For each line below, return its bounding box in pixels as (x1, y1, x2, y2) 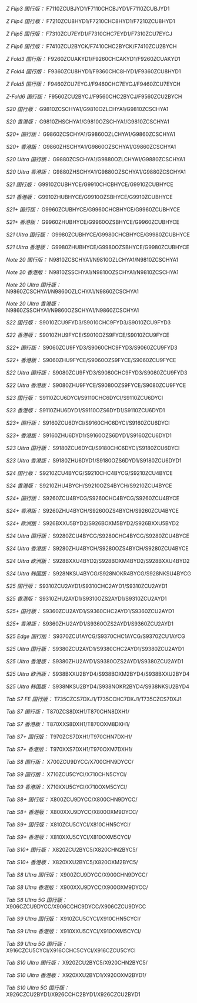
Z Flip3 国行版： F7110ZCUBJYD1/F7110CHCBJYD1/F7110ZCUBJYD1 (6, 5, 170, 12)
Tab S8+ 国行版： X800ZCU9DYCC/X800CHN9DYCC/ (6, 796, 138, 803)
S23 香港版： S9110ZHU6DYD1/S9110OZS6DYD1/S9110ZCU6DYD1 (6, 407, 165, 413)
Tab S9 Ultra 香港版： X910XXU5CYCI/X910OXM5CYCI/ (6, 928, 141, 934)
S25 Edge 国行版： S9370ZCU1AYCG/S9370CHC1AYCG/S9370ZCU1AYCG (6, 633, 185, 640)
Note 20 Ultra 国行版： (6, 281, 61, 288)
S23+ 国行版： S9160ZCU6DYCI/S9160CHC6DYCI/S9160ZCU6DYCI (6, 419, 170, 426)
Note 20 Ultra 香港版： (6, 300, 61, 307)
